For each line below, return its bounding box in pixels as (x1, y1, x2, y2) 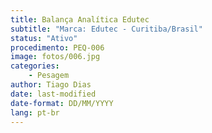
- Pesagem (28, 71, 70, 81)
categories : (10, 61, 60, 71)
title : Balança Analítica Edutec (10, 14, 150, 25)
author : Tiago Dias (10, 80, 92, 90)
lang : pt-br (10, 107, 60, 118)
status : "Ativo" (10, 33, 78, 43)
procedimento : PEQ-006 (10, 42, 105, 53)
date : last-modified (10, 89, 97, 99)
